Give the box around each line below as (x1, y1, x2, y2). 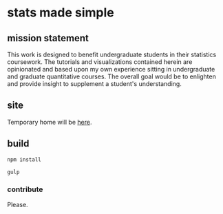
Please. (7, 200, 29, 208)
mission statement (7, 32, 89, 44)
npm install (7, 156, 41, 163)
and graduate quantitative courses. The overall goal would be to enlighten (7, 72, 217, 81)
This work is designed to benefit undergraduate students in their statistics (7, 50, 217, 58)
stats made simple (7, 5, 115, 21)
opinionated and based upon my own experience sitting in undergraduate (7, 65, 215, 73)
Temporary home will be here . (7, 118, 92, 126)
